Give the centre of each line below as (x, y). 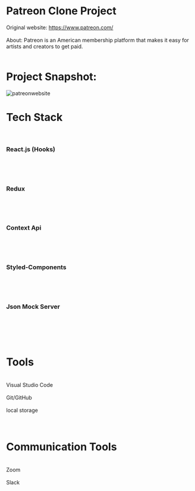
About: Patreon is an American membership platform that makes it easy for (97, 40)
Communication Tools (62, 447)
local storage (22, 410)
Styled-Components (36, 267)
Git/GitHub (19, 398)
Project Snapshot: (51, 77)
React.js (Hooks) (31, 149)
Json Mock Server (33, 307)
